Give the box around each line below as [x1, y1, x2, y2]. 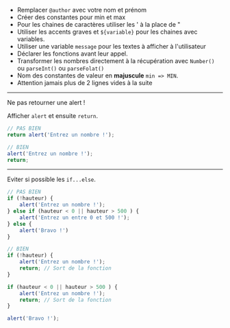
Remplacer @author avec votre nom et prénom [16, 6, 147, 14]
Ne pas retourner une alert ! [7, 99, 86, 106]
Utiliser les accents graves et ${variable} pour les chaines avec [16, 27, 198, 36]
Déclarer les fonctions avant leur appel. [16, 49, 128, 58]
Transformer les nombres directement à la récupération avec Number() [16, 57, 215, 65]
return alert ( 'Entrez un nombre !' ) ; [7, 131, 115, 138]
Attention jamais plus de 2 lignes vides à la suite [16, 79, 153, 86]
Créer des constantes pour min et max [16, 13, 126, 21]
